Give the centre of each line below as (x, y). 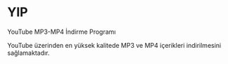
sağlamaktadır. (28, 53)
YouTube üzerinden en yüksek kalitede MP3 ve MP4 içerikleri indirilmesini (114, 45)
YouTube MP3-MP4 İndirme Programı (62, 32)
